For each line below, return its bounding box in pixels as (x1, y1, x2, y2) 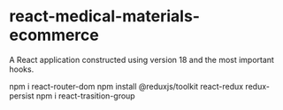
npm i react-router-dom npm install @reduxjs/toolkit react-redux (9, 81, 244, 91)
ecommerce (9, 25, 99, 45)
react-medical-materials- (9, 6, 201, 27)
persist (9, 90, 34, 101)
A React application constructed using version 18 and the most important (9, 54, 274, 65)
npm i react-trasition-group (35, 90, 135, 101)
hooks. (9, 64, 34, 75)
